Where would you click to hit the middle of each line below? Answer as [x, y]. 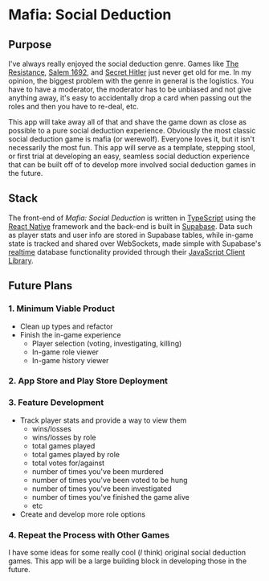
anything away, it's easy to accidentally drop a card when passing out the [130, 98]
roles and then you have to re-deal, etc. [73, 106]
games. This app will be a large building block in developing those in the [128, 561]
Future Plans [41, 286]
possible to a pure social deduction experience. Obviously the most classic [132, 131]
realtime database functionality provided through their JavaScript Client [127, 252]
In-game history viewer [70, 360]
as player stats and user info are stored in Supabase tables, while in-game [131, 235]
